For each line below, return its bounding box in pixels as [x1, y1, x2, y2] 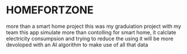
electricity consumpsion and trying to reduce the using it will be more [6, 35, 174, 42]
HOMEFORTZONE [6, 3, 94, 17]
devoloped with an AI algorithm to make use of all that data [6, 41, 148, 48]
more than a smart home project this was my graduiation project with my [6, 23, 182, 30]
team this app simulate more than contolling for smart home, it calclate [6, 28, 176, 35]
